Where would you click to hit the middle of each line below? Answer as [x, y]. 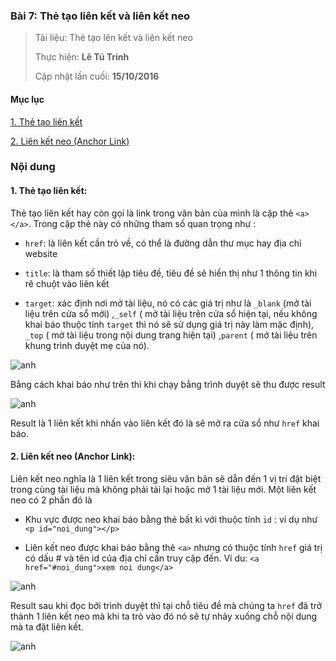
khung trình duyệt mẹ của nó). [87, 345]
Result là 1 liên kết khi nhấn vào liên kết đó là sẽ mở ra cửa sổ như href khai [165, 423]
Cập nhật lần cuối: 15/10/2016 [97, 76]
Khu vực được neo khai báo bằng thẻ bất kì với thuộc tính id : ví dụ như [171, 519]
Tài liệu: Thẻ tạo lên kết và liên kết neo [113, 38]
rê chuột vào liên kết [67, 283]
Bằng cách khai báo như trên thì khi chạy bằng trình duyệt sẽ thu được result [168, 384]
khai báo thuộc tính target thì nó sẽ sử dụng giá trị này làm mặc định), [169, 324]
